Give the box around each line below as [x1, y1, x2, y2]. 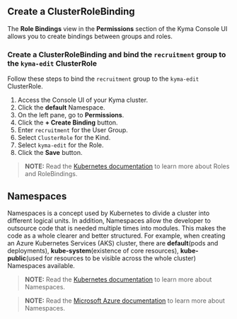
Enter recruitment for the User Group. [17, 126, 129, 134]
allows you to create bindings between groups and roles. [7, 32, 173, 40]
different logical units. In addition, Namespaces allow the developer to [7, 216, 211, 225]
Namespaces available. [7, 261, 76, 269]
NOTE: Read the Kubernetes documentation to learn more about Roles [24, 162, 230, 170]
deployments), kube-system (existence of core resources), [7, 246, 179, 255]
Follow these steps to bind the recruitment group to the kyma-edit [7, 74, 200, 83]
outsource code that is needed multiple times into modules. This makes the [7, 224, 226, 232]
